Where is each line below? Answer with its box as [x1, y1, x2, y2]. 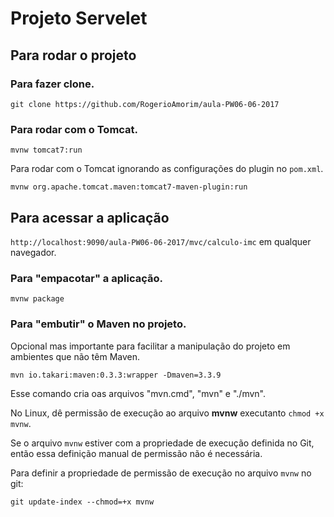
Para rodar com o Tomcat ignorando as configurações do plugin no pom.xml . [10, 163, 324, 175]
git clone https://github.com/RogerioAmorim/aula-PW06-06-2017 [10, 99, 280, 109]
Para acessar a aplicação [10, 209, 170, 226]
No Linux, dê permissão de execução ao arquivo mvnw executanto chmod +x [10, 407, 325, 419]
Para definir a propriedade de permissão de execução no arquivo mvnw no [10, 467, 312, 479]
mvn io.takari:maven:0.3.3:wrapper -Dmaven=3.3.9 [10, 370, 222, 380]
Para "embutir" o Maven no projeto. [10, 317, 187, 331]
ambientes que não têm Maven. [10, 350, 141, 362]
